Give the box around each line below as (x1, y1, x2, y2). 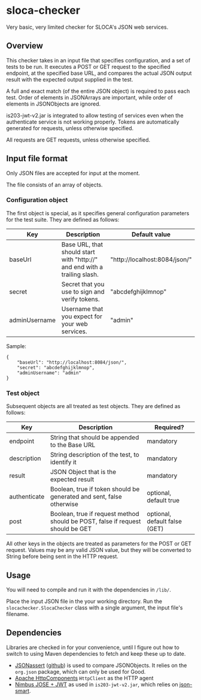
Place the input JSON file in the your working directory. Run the (6, 598, 163, 605)
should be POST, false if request (50, 517, 141, 526)
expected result (50, 475, 95, 484)
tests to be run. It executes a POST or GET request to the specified (6, 63, 170, 70)
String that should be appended (50, 433, 139, 442)
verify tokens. (61, 295, 100, 303)
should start (61, 248, 96, 256)
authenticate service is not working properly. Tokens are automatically (6, 118, 179, 125)
